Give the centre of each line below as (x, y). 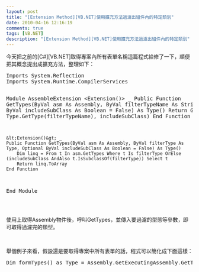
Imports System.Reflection (45, 75)
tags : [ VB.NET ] (25, 34)
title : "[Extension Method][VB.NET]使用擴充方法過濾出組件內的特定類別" (90, 17)
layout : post (22, 12)
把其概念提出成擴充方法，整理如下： (50, 64)
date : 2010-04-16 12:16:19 (39, 22)
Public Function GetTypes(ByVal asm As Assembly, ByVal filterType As (95, 143)
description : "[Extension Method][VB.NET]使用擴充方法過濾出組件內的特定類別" (98, 39)
